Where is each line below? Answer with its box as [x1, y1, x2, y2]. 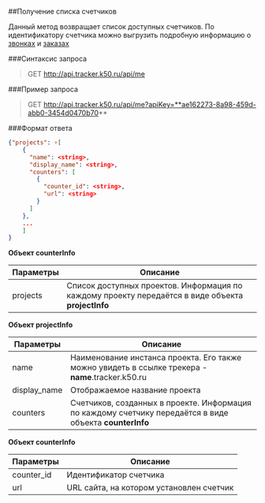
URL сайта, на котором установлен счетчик [66, 483, 234, 494]
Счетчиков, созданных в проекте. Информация [69, 397, 252, 408]
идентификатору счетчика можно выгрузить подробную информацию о [8, 31, 252, 39]
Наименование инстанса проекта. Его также [69, 352, 242, 363]
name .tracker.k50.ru [69, 372, 147, 383]
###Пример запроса [8, 84, 79, 94]
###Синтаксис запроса [8, 54, 88, 63]
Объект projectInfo [8, 320, 73, 330]
